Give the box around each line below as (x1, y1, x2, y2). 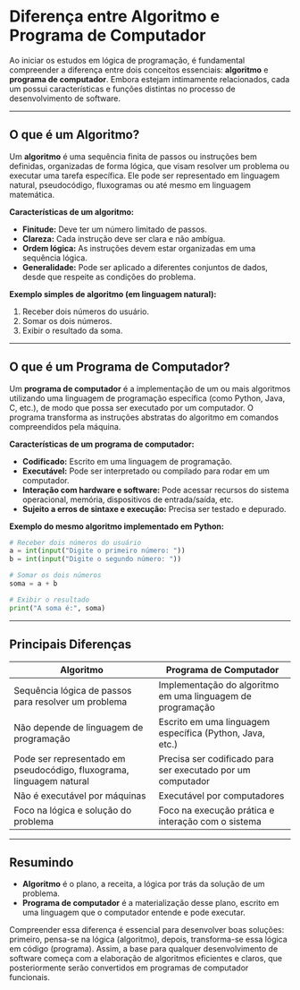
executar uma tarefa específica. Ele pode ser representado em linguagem (9, 170, 280, 181)
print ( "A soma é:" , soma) (9, 603, 105, 612)
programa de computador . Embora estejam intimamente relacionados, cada (9, 73, 290, 84)
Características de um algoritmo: (9, 206, 135, 217)
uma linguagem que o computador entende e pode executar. (21, 907, 246, 918)
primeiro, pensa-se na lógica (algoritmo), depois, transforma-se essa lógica (9, 934, 287, 945)
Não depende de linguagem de (13, 721, 144, 733)
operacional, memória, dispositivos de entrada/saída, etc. (21, 494, 234, 505)
